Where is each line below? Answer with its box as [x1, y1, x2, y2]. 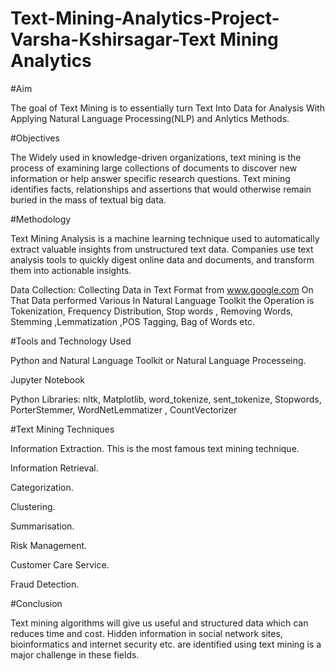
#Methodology [10, 213, 72, 225]
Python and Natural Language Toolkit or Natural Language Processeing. [10, 354, 307, 366]
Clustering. [10, 500, 56, 512]
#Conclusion [10, 597, 63, 609]
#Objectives [10, 132, 60, 144]
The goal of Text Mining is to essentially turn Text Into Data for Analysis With [10, 102, 325, 114]
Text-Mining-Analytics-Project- [10, 7, 280, 30]
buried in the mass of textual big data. [10, 193, 167, 206]
